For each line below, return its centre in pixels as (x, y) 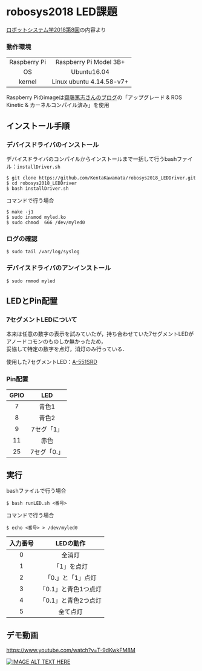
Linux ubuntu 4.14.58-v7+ (90, 82)
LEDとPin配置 (32, 301)
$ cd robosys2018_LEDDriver (42, 183)
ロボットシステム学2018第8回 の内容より (56, 30)
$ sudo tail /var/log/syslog (43, 252)
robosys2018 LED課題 (62, 12)
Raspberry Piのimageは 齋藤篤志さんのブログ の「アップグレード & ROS (94, 97)
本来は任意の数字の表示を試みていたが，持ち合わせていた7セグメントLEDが (100, 334)
